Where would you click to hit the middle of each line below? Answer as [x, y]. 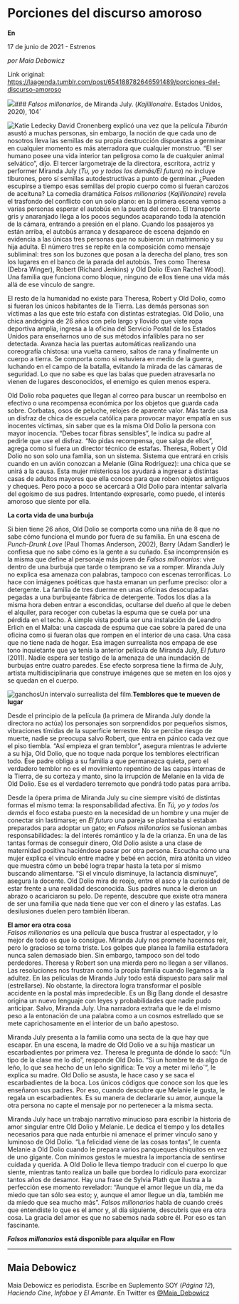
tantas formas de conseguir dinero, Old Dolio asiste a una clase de [105, 843]
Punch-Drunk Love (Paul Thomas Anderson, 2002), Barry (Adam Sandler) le [119, 544]
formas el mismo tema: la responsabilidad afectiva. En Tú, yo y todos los [113, 805]
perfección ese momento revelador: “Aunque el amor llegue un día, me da [116, 1187]
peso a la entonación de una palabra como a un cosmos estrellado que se [116, 1015]
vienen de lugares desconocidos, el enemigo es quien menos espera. [109, 381]
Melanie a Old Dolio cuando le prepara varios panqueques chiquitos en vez [117, 1149]
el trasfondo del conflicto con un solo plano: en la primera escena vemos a [117, 201]
